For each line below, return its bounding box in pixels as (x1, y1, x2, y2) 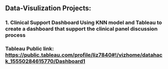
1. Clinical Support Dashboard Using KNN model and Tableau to (5, 19, 162, 26)
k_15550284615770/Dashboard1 (5, 58, 85, 65)
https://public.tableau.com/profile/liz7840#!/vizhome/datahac (5, 51, 163, 58)
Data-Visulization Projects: (5, 4, 91, 13)
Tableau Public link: (5, 45, 54, 52)
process (5, 32, 26, 39)
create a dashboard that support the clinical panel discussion (5, 25, 158, 32)
